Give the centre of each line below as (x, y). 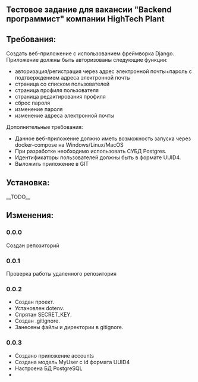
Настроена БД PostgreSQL (48, 368)
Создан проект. (34, 302)
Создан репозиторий (33, 245)
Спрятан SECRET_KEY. (43, 315)
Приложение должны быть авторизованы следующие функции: (87, 60)
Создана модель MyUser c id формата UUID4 (72, 362)
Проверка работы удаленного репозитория (62, 274)
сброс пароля (32, 103)
